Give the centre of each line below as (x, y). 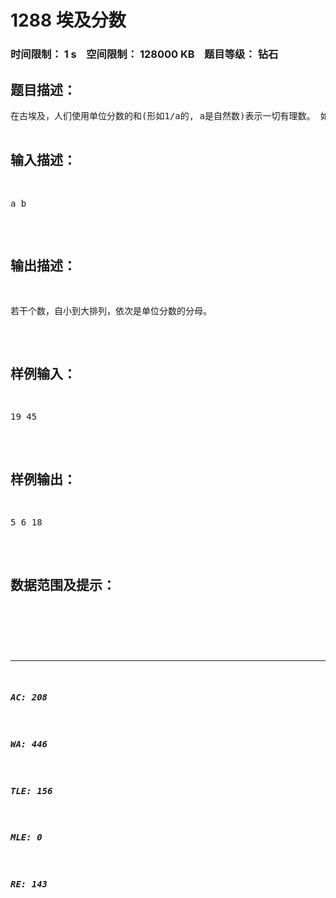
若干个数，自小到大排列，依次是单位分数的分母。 (111, 310)
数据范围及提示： (63, 585)
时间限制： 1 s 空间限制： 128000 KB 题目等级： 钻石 (144, 54)
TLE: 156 (31, 790)
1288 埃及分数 (68, 20)
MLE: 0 (26, 837)
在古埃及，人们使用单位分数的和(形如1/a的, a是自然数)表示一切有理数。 (163, 115)
